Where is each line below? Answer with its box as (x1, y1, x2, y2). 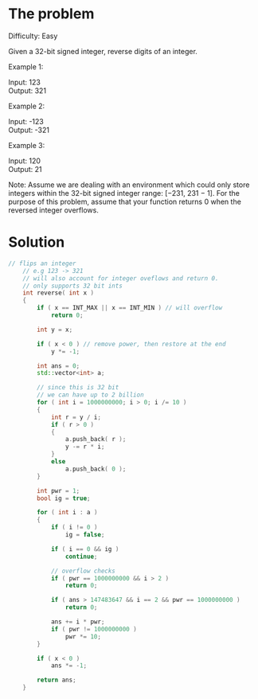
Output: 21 (8, 164, 42, 174)
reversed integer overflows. (8, 205, 100, 215)
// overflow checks (50, 567, 115, 575)
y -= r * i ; (64, 443, 105, 451)
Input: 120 (8, 156, 41, 166)
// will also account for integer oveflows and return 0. (22, 274, 219, 283)
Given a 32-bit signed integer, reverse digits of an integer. (8, 46, 197, 56)
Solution (8, 233, 65, 252)
